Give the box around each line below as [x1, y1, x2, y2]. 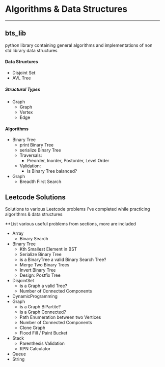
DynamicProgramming [12, 293, 58, 299]
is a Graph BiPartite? [19, 303, 61, 309]
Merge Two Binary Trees [19, 261, 70, 267]
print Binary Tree [19, 142, 54, 148]
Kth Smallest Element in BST [19, 246, 77, 252]
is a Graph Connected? [19, 309, 66, 315]
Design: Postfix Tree [19, 272, 61, 278]
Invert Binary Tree [19, 267, 56, 273]
